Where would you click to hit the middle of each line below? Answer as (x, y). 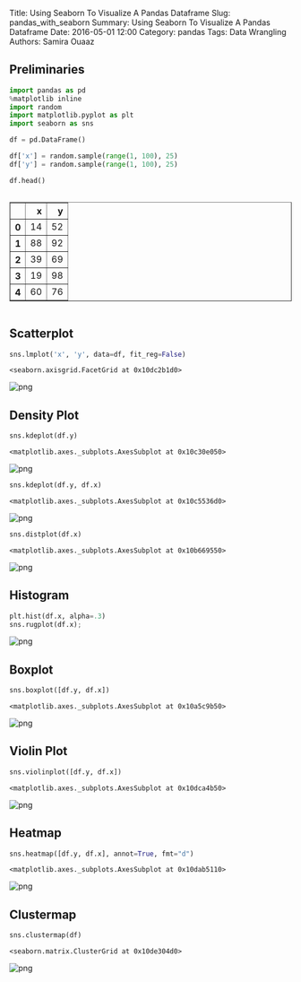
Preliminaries (47, 70)
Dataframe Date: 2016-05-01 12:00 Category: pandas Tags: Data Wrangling (148, 32)
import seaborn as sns (52, 124)
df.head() (28, 180)
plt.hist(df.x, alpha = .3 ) (57, 616)
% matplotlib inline (46, 99)
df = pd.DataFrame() (48, 140)
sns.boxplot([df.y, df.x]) (60, 691)
